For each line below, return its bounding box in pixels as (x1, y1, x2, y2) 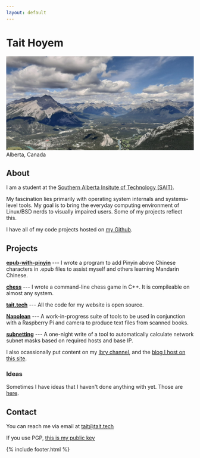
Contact (6, 407, 37, 417)
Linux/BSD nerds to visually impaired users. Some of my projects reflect (6, 208, 183, 215)
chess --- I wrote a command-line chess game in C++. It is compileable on (6, 283, 190, 290)
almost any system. (6, 290, 54, 297)
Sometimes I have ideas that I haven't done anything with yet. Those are (6, 383, 183, 391)
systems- (165, 196, 189, 203)
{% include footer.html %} (6, 446, 70, 453)
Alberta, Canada (6, 151, 46, 158)
